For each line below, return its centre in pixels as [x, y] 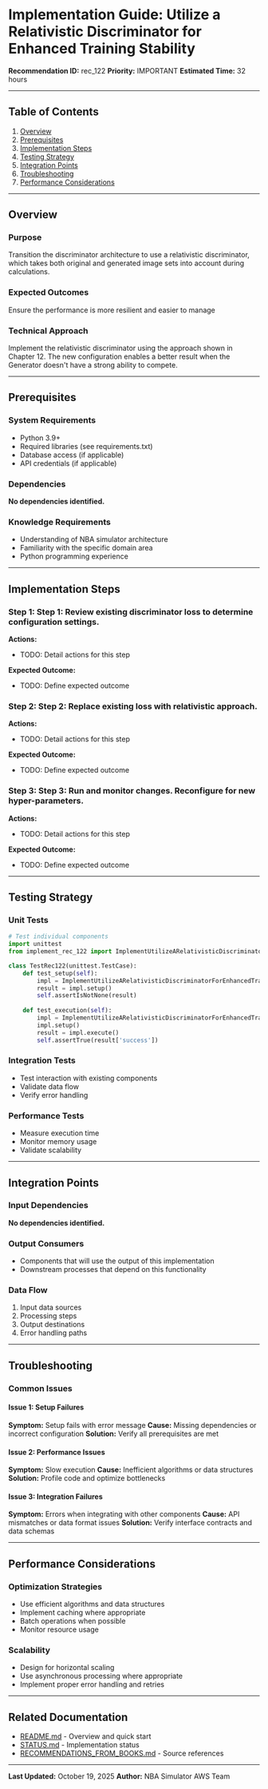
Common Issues [41, 1388]
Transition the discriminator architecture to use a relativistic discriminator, [129, 255]
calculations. [29, 272]
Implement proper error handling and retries [92, 1684]
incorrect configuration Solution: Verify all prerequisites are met [114, 1433]
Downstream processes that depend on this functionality [113, 1270]
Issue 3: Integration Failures [55, 1497]
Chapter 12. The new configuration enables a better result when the [119, 356]
